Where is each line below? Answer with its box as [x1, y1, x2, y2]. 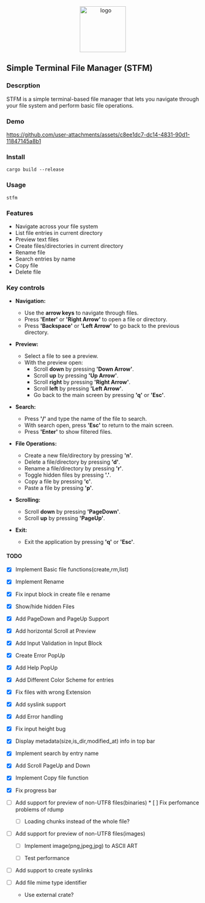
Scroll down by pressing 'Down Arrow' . [33, 365, 135, 373]
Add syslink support [15, 700, 66, 708]
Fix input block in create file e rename [15, 590, 111, 598]
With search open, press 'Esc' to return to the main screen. [24, 422, 174, 429]
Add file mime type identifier [15, 879, 88, 886]
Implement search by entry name [15, 749, 99, 757]
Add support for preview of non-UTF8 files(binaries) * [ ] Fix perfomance [15, 798, 199, 806]
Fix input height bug [15, 725, 66, 733]
